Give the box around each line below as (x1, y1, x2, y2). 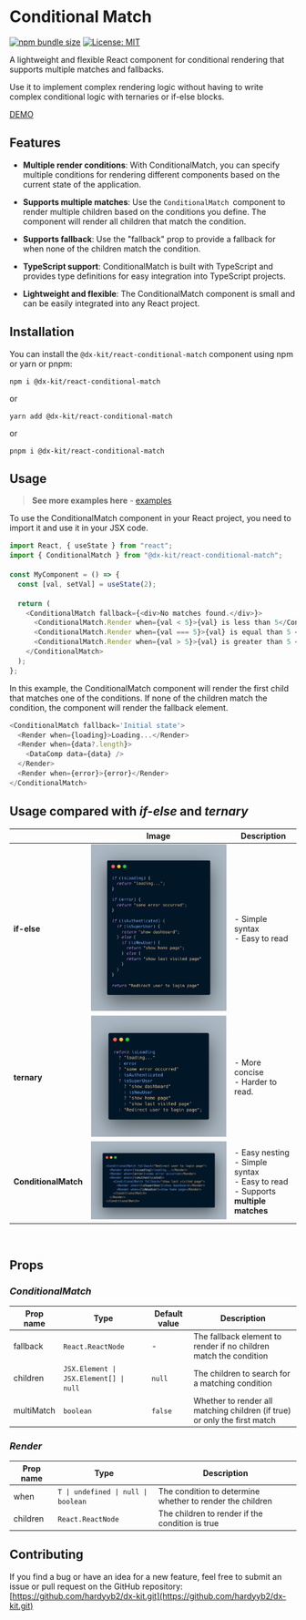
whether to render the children (158, 1496, 273, 1507)
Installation (9, 324, 75, 340)
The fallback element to (193, 1331, 282, 1342)
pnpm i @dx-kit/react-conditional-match (9, 446, 166, 456)
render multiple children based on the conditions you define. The (22, 206, 267, 217)
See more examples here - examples (31, 495, 172, 507)
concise (233, 1067, 264, 1078)
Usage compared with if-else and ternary (9, 804, 249, 819)
